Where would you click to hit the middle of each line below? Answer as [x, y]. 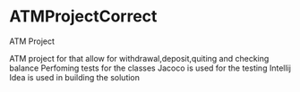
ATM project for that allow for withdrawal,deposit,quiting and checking [139, 58]
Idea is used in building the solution [75, 77]
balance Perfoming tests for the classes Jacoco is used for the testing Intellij [150, 68]
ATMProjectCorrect [83, 17]
